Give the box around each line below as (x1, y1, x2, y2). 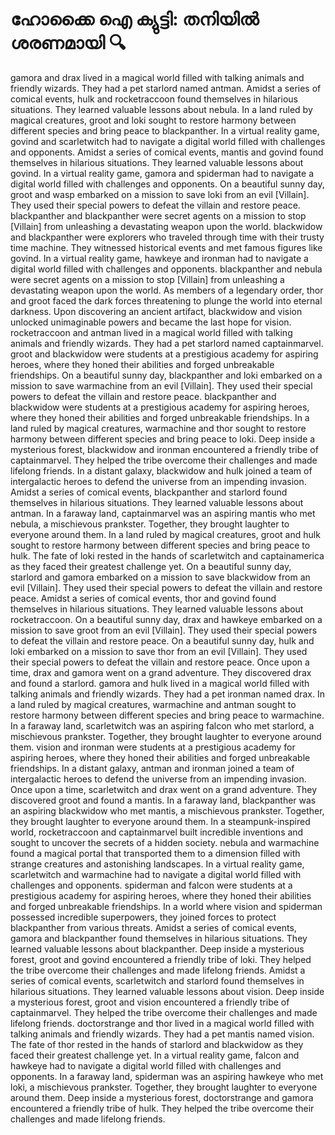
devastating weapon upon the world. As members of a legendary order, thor (10, 284, 324, 296)
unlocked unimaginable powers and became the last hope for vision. (10, 316, 292, 328)
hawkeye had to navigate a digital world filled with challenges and (10, 1059, 282, 1072)
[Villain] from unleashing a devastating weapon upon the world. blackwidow (10, 220, 323, 232)
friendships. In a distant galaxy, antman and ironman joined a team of (10, 762, 295, 774)
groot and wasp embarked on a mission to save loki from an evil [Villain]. (10, 188, 310, 200)
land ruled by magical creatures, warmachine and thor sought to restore (10, 422, 307, 434)
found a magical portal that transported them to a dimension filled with (10, 847, 301, 859)
